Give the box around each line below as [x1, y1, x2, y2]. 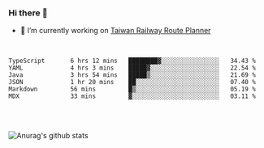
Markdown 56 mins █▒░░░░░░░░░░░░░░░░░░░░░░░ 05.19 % [8, 85, 256, 94]
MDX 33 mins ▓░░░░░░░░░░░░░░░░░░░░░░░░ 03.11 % [8, 92, 256, 100]
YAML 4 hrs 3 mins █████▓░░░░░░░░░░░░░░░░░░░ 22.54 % [8, 64, 256, 72]
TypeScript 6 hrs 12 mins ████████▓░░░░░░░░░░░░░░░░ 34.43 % [8, 57, 256, 66]
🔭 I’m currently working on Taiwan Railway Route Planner [19, 26, 211, 36]
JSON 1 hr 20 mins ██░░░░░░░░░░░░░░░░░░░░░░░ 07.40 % [8, 78, 256, 87]
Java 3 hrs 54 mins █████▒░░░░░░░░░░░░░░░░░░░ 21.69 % [8, 71, 256, 79]
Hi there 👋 [8, 7, 49, 19]
